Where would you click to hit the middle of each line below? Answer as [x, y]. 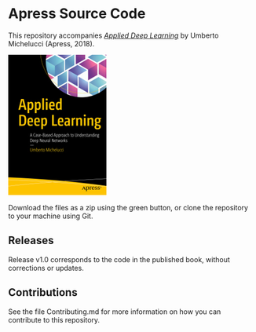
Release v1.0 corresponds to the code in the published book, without [119, 259]
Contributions [43, 292]
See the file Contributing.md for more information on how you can [115, 312]
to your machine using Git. [51, 216]
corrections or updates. [46, 268]
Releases [31, 241]
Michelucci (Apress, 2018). [51, 43]
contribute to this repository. [54, 319]
